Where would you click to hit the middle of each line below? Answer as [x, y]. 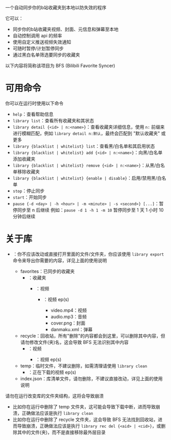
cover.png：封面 [68, 323]
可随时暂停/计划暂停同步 [38, 48]
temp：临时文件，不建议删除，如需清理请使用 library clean [84, 366]
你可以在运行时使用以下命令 [34, 103]
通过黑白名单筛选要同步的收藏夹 [46, 55]
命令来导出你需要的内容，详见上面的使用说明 [60, 260]
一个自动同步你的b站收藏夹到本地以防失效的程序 [56, 7]
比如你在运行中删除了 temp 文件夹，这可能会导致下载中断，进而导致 [84, 407]
